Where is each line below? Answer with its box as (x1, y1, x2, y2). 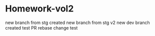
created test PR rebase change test (5, 24, 78, 30)
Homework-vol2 (5, 3, 74, 14)
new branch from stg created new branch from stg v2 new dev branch (5, 19, 150, 25)
